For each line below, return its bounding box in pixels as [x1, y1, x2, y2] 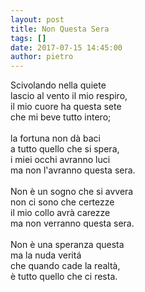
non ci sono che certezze [10, 196, 115, 208]
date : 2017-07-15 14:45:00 [10, 42, 123, 53]
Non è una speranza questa [10, 239, 125, 251]
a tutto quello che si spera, [10, 143, 120, 155]
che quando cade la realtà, [10, 260, 121, 272]
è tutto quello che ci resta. [10, 271, 118, 283]
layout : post [10, 14, 65, 25]
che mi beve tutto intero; [10, 111, 112, 123]
